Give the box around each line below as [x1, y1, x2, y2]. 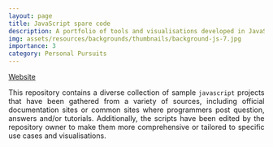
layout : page [8, 11, 53, 20]
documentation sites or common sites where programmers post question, [8, 105, 265, 115]
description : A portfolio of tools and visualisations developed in [8, 27, 245, 35]
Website [8, 72, 37, 81]
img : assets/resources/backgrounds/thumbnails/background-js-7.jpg [8, 34, 242, 43]
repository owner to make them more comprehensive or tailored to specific [8, 123, 265, 132]
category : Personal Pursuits [8, 50, 107, 58]
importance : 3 [8, 42, 57, 50]
